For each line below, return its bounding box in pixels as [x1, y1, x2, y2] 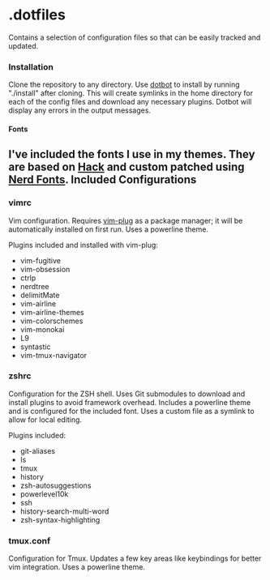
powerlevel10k [19, 488, 69, 499]
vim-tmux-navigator [19, 350, 88, 360]
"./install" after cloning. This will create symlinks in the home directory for [8, 88, 254, 98]
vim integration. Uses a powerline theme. [8, 562, 146, 572]
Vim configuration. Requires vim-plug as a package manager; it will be [8, 215, 243, 225]
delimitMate [19, 290, 60, 300]
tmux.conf [8, 535, 51, 546]
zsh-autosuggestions [19, 480, 92, 490]
